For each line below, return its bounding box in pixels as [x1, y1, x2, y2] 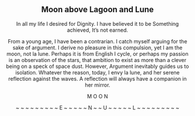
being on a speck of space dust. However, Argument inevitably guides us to [6, 63, 189, 70]
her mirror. [85, 81, 110, 88]
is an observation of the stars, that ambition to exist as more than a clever [8, 56, 187, 63]
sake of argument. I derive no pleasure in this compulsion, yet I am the [12, 44, 183, 51]
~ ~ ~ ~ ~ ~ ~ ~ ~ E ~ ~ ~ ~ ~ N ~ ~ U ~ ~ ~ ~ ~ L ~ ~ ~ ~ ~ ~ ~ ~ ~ [15, 104, 180, 111]
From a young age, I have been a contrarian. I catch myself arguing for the [7, 37, 188, 45]
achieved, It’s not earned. [66, 26, 129, 33]
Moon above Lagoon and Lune [41, 5, 154, 15]
